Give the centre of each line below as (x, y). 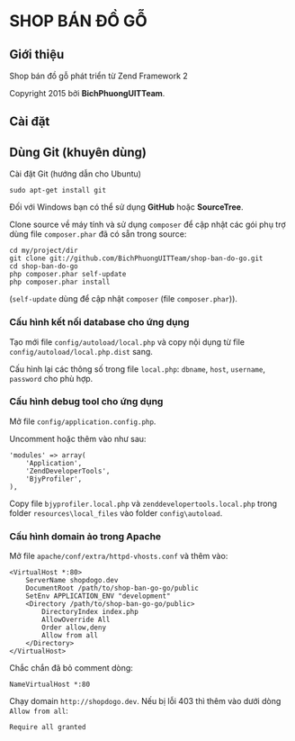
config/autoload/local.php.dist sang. (81, 351)
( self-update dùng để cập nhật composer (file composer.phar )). (124, 299)
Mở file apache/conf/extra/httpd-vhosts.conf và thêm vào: (119, 556)
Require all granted (48, 727)
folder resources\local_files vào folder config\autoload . (116, 513)
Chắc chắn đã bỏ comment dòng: (71, 668)
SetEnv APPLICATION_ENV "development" (98, 596)
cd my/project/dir (44, 251)
